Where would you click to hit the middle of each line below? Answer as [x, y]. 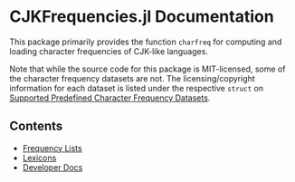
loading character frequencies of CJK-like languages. [109, 51]
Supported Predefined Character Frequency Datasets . [110, 98]
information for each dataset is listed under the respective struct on [137, 88]
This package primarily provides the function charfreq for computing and [146, 42]
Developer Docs [52, 167]
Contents [36, 126]
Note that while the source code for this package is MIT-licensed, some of [147, 69]
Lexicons [39, 158]
